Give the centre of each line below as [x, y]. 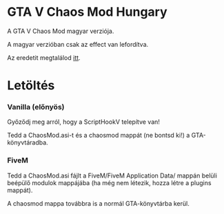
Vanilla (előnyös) [36, 107]
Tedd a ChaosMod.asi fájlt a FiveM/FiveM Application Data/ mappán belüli [112, 175]
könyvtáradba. [28, 142]
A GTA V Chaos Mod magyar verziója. [61, 31]
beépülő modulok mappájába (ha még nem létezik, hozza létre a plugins [109, 182]
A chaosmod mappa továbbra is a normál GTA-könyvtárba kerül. [98, 203]
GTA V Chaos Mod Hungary [87, 12]
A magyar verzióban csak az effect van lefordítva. [78, 44]
